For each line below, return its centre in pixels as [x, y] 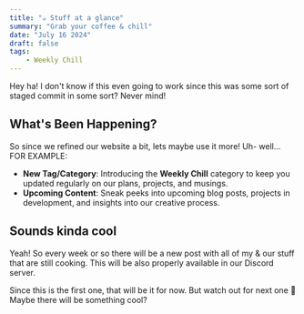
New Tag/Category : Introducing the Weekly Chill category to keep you [156, 173]
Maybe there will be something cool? [78, 299]
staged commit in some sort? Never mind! [88, 96]
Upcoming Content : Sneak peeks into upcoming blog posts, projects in [157, 193]
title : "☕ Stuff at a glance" [67, 18]
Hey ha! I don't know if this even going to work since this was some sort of [149, 86]
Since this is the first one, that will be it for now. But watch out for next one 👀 [153, 290]
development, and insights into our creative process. [121, 202]
